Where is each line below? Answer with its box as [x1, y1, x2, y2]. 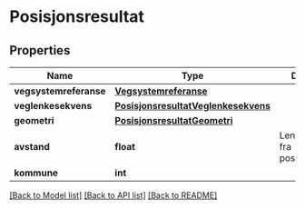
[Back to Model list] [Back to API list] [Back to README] [9, 190, 218, 201]
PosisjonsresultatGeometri [114, 114, 233, 126]
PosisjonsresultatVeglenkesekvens [114, 100, 271, 112]
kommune [14, 166, 59, 179]
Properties [9, 43, 71, 58]
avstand [14, 141, 50, 153]
